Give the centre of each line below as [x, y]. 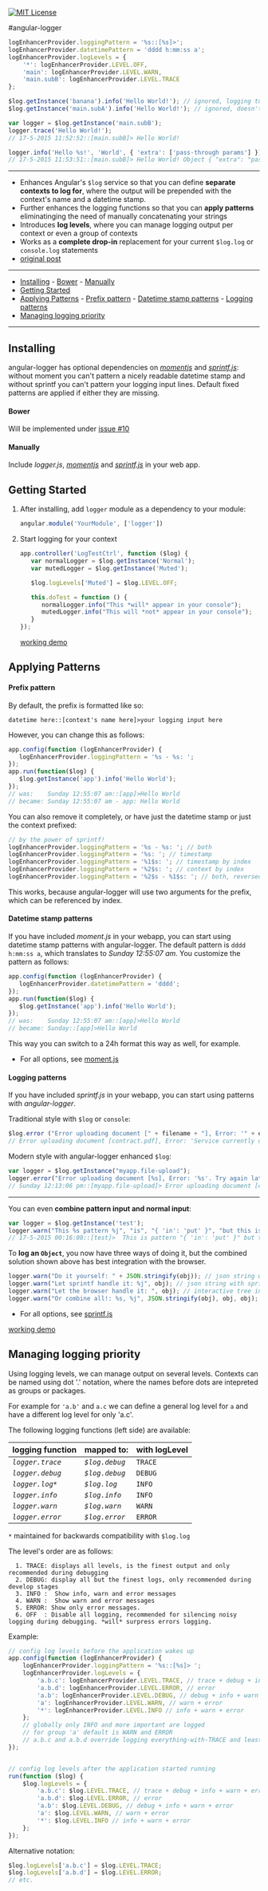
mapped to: [106, 1450]
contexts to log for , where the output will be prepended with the [126, 191]
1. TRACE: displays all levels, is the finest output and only [122, 1565]
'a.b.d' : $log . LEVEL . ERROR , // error [99, 1798]
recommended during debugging [59, 1573]
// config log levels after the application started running [112, 1769]
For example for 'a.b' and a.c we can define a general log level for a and [128, 1406]
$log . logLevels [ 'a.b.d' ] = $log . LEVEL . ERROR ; [85, 1873]
